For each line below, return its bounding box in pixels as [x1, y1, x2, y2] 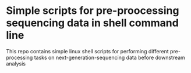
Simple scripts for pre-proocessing [6, 4, 179, 17]
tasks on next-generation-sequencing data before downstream [34, 54, 185, 61]
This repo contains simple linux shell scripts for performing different [6, 48, 169, 54]
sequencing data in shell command [6, 16, 179, 30]
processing [6, 54, 33, 61]
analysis [6, 60, 26, 67]
